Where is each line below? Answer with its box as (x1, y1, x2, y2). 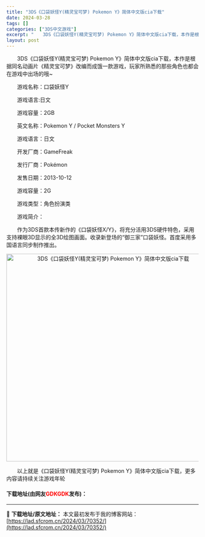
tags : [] (6, 20, 29, 26)
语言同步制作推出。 (11, 241, 60, 248)
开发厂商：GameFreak (16, 148, 73, 155)
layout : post (6, 37, 40, 43)
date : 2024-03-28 (6, 15, 51, 21)
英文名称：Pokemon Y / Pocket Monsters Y (16, 122, 125, 129)
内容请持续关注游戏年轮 (6, 475, 65, 482)
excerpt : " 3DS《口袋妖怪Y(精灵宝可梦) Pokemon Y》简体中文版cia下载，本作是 (6, 32, 195, 38)
